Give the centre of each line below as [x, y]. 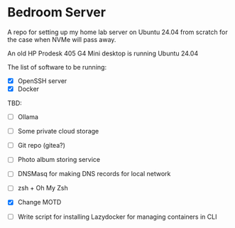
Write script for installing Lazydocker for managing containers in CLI [117, 217]
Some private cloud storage [58, 131]
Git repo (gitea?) [42, 146]
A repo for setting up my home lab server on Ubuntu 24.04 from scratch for [118, 32]
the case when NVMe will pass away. [62, 39]
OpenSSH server [42, 81]
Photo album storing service [59, 160]
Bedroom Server [57, 12]
